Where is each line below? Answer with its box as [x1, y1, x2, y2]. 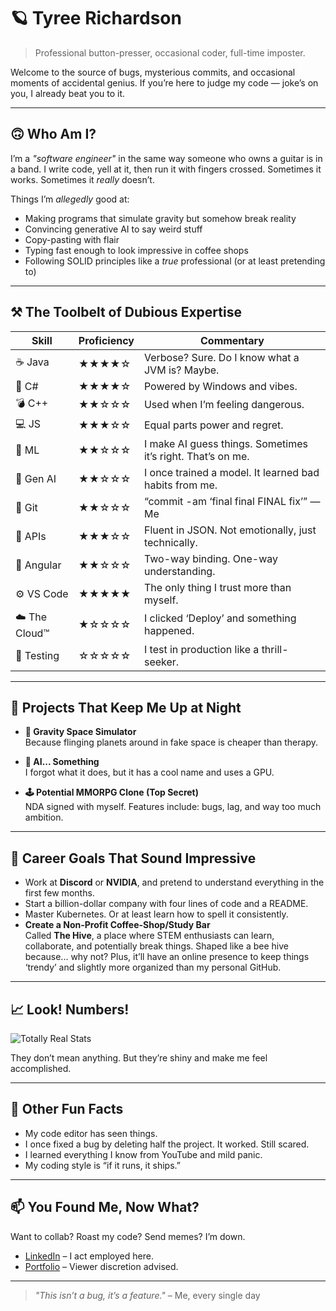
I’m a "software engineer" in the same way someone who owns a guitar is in [10, 152, 323, 164]
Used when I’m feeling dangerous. [143, 398, 305, 412]
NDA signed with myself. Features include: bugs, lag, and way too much [24, 801, 322, 813]
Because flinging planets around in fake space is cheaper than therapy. [24, 736, 318, 749]
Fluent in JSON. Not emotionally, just [143, 523, 317, 537]
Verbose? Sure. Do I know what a [143, 350, 300, 364]
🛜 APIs [15, 529, 47, 543]
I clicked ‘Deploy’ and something [143, 611, 297, 625]
